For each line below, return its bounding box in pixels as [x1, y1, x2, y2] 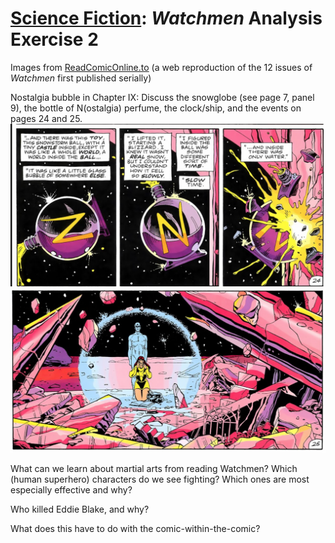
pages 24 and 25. [10, 112, 83, 124]
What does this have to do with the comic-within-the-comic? [10, 523, 261, 535]
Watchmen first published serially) [10, 72, 152, 84]
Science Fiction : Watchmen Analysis [10, 7, 323, 30]
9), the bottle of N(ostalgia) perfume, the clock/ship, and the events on [10, 102, 302, 114]
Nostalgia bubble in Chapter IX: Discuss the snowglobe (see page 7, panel [10, 91, 315, 103]
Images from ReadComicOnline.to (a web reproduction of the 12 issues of [10, 61, 313, 73]
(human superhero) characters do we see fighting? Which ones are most [10, 473, 310, 486]
